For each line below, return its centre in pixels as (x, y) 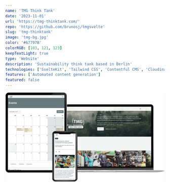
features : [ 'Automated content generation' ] (53, 75)
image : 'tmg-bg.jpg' (27, 37)
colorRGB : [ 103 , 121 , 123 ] (34, 48)
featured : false (22, 80)
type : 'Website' (22, 59)
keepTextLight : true (27, 53)
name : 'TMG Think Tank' (30, 11)
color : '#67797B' (24, 43)
